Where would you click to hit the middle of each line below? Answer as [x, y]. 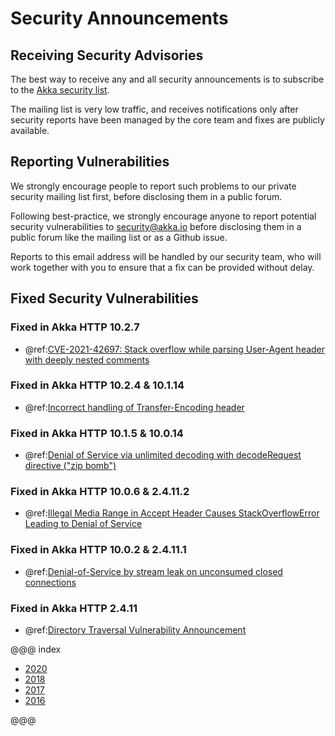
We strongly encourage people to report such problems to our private [153, 186]
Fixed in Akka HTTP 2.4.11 [74, 608]
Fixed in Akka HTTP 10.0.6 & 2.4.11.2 [100, 492]
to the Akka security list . [60, 90]
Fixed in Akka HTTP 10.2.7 [75, 327]
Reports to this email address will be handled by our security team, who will [166, 256]
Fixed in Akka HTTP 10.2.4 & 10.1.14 [97, 385]
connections [50, 582]
